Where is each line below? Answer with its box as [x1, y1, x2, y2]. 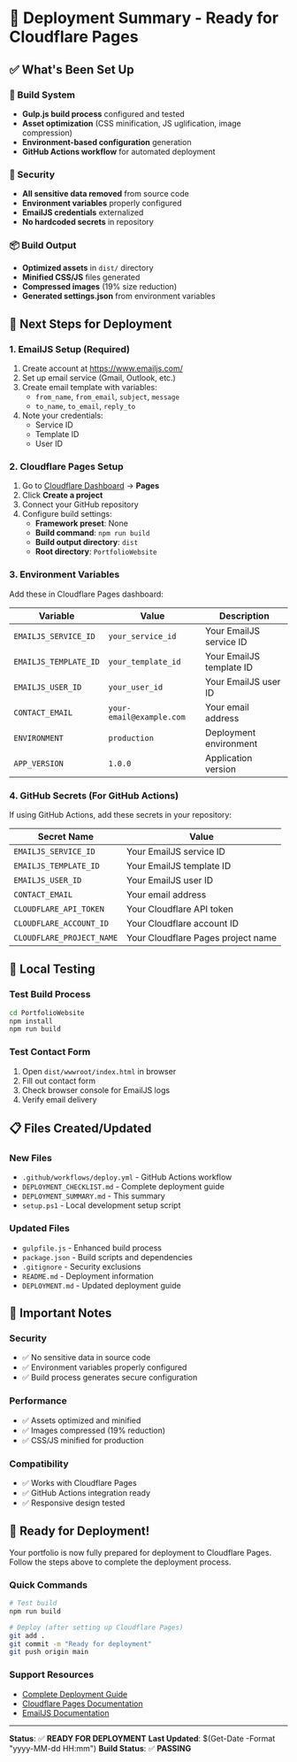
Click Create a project [21, 490, 103, 501]
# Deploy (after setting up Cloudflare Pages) [9, 1623, 184, 1632]
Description [219, 610, 270, 622]
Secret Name [37, 831, 95, 843]
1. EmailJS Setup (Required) [9, 342, 131, 355]
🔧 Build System [9, 88, 75, 101]
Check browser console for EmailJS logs [21, 1084, 171, 1096]
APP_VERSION [13, 758, 65, 768]
